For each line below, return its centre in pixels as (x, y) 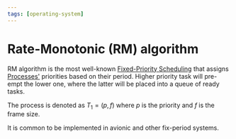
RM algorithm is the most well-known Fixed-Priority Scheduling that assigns (118, 69)
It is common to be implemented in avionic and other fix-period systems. (113, 128)
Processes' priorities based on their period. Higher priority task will (105, 76)
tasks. (16, 91)
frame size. (24, 114)
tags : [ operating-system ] (45, 14)
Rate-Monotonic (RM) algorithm (103, 49)
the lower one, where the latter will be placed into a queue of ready (122, 84)
